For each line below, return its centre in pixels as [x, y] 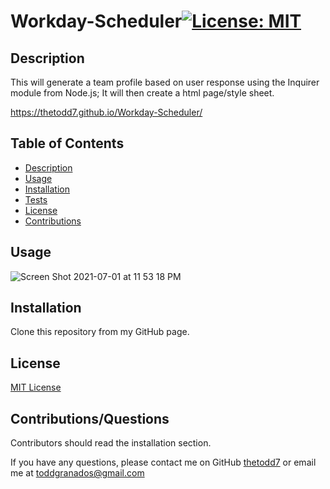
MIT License [36, 387]
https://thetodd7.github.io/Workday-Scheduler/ [106, 112]
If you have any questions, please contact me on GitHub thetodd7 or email [163, 462]
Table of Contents [67, 143]
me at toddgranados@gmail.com [77, 473]
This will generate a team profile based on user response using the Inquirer [165, 82]
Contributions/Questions [90, 418]
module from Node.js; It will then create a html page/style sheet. [142, 93]
